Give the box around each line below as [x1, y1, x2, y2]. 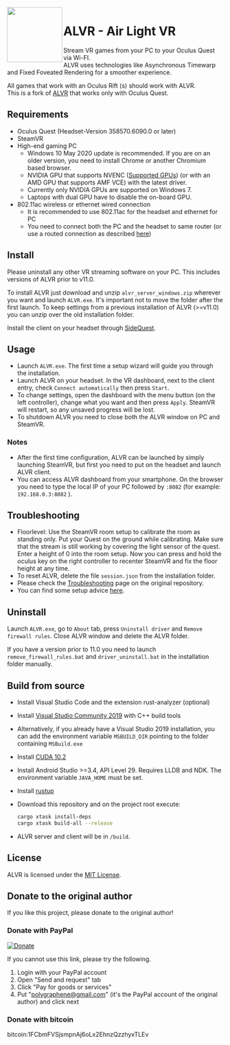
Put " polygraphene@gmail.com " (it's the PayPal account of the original [16, 990, 218, 998]
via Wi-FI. [63, 53, 91, 61]
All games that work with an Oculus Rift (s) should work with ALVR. [7, 81, 196, 89]
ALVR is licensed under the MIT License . [7, 870, 122, 878]
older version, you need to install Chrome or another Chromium [27, 156, 206, 165]
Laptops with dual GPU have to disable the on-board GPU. [27, 193, 192, 201]
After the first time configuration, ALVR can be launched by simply [16, 453, 205, 461]
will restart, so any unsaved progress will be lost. [16, 405, 156, 414]
